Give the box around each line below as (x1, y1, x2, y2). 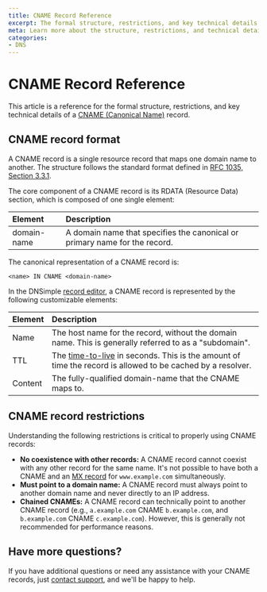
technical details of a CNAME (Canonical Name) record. (8, 110, 191, 120)
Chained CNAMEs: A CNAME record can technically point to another (19, 497, 246, 506)
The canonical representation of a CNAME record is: (8, 257, 180, 267)
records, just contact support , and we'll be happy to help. (8, 575, 196, 584)
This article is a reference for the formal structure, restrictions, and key (8, 102, 240, 111)
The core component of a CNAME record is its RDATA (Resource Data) (8, 186, 238, 195)
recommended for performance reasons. (19, 521, 154, 532)
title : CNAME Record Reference (8, 11, 112, 20)
